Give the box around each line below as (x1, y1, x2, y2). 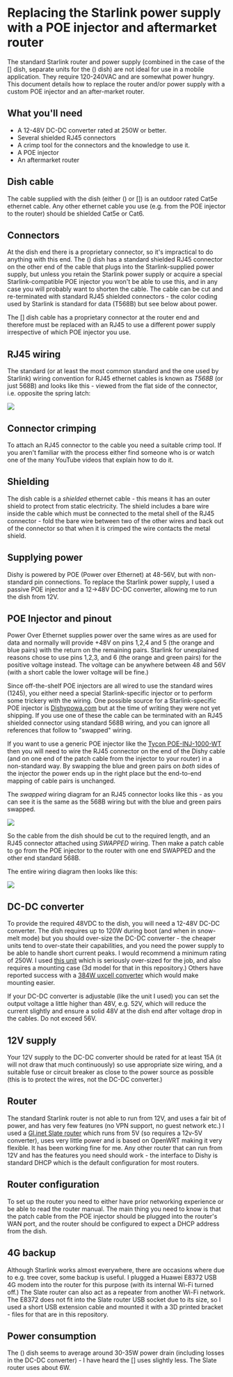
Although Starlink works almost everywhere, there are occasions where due (7, 1265, 225, 1274)
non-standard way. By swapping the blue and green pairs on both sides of (7, 762, 220, 770)
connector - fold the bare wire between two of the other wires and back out (7, 516, 224, 525)
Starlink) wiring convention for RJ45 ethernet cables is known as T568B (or (7, 375, 224, 383)
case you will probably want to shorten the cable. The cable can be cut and (7, 285, 223, 294)
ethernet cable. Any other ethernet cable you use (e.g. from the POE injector (7, 202, 226, 210)
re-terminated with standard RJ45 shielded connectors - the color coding (7, 292, 218, 301)
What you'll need (7, 107, 83, 119)
